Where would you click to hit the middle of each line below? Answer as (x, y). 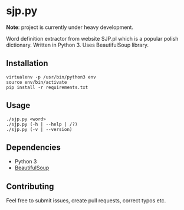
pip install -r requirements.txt (47, 87)
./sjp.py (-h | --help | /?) (42, 124)
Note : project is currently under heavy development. (70, 27)
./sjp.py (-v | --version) (39, 129)
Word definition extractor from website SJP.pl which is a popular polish (92, 38)
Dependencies (33, 147)
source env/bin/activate (37, 82)
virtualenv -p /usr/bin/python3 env (51, 77)
